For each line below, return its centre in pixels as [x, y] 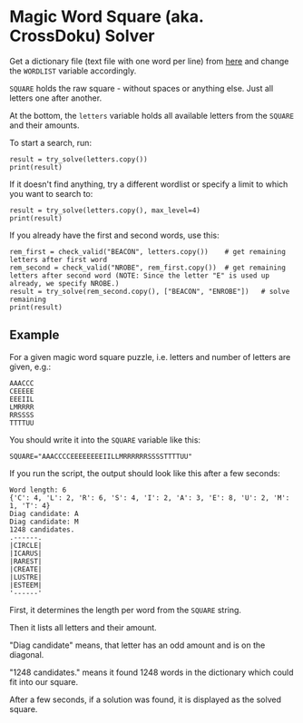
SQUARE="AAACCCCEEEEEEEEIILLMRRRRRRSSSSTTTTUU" [101, 456]
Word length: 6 [38, 490]
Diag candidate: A [44, 513]
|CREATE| [26, 569]
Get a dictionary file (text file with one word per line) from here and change [149, 61]
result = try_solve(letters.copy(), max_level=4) [105, 210]
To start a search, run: [51, 142]
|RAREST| [26, 561]
